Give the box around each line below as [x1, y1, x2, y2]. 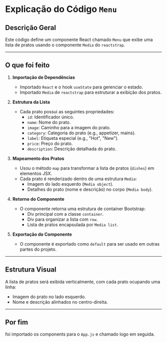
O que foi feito [5, 61, 50, 69]
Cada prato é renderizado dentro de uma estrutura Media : [19, 176, 137, 182]
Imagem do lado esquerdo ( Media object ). [27, 181, 113, 187]
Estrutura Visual [5, 266, 57, 274]
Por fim [5, 318, 28, 327]
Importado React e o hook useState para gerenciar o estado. [19, 84, 143, 90]
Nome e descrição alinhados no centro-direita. [12, 299, 108, 305]
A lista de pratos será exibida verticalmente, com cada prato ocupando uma [5, 279, 161, 285]
